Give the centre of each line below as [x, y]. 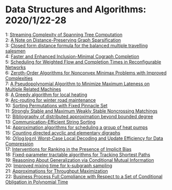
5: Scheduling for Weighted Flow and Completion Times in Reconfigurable [83, 62]
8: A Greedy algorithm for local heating [46, 94]
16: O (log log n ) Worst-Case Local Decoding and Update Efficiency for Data [84, 138]
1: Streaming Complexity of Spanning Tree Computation [64, 34]
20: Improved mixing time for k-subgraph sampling [59, 165]
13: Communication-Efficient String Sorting [50, 122]
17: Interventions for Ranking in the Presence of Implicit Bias [68, 149]
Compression [19, 144]
